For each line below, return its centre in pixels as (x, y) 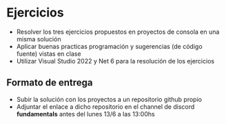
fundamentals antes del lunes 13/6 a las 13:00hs (86, 114)
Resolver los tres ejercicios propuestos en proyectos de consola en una (118, 32)
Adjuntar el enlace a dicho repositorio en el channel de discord (105, 106)
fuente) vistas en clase (49, 54)
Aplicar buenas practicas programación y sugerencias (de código (109, 46)
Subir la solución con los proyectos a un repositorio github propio (109, 99)
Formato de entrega (50, 83)
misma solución (39, 39)
